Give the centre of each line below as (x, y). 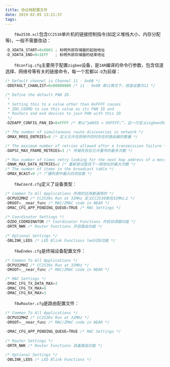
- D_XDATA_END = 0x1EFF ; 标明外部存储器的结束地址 (55, 55)
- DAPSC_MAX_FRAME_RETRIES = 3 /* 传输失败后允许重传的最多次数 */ (69, 150)
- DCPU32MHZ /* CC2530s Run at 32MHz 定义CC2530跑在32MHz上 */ (70, 198)
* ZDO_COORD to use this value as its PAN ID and (61, 109)
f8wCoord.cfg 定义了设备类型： (46, 184)
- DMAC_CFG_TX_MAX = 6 (26, 288)
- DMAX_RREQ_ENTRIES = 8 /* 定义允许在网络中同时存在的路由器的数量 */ (72, 137)
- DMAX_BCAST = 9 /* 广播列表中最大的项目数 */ (49, 174)
